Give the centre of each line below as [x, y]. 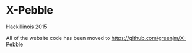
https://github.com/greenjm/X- [149, 38]
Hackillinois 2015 [27, 26]
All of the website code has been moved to [58, 38]
